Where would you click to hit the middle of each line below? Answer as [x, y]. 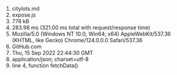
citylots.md [26, 9]
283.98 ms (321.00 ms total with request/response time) [81, 27]
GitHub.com [27, 46]
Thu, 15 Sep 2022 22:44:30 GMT [53, 53]
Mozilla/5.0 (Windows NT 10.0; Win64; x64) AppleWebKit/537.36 [91, 34]
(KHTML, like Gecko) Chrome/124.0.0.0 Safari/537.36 [77, 40]
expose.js [24, 15]
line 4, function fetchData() [45, 65]
